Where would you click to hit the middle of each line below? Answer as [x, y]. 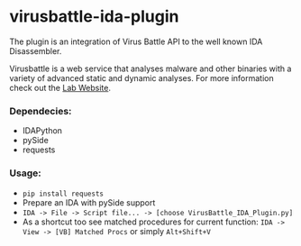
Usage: [26, 173]
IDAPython [42, 131]
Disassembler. [36, 50]
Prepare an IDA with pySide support [89, 202]
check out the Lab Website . [60, 87]
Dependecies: [41, 111]
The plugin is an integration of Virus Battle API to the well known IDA [136, 41]
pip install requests [63, 194]
